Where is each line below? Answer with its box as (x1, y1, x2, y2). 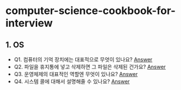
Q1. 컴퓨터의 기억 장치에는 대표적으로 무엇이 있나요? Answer (14, 56, 153, 63)
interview (5, 16, 53, 30)
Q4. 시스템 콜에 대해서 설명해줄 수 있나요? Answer (14, 78, 130, 85)
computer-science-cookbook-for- (5, 4, 176, 18)
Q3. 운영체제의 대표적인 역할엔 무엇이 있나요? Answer (14, 71, 138, 77)
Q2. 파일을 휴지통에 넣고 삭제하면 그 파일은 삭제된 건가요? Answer (14, 63, 166, 70)
